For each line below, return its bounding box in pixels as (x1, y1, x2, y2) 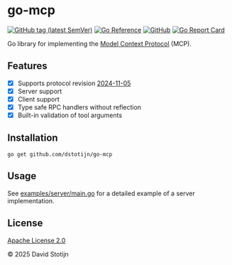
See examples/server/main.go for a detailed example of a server (7, 189, 195, 198)
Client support (17, 94, 60, 103)
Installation (7, 132, 58, 144)
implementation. (7, 196, 55, 205)
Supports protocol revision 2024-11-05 (17, 79, 131, 87)
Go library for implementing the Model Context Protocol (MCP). (7, 39, 192, 48)
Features (7, 60, 48, 72)
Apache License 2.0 (7, 236, 66, 244)
